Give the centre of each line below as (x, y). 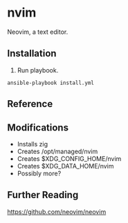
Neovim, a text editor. (38, 32)
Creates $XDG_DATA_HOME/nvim (65, 166)
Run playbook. (38, 70)
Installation (32, 54)
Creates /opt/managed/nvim (57, 151)
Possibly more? (39, 173)
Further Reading (43, 195)
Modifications (38, 127)
